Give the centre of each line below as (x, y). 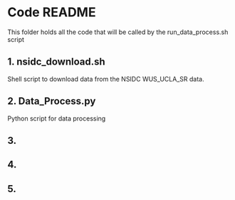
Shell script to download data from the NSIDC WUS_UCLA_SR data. (106, 79)
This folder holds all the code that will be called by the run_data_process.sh (118, 32)
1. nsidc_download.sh (56, 62)
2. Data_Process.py (52, 101)
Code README (52, 12)
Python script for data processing (57, 118)
